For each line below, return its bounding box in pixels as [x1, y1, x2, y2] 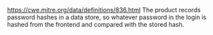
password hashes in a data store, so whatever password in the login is [7, 13, 207, 21]
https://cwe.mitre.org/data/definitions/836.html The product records [7, 6, 201, 14]
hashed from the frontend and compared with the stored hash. [7, 21, 185, 28]
